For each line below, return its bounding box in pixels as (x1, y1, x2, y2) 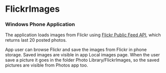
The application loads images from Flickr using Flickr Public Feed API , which (5, 32, 161, 38)
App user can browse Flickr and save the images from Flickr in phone (5, 47, 147, 52)
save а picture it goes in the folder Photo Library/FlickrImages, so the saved (5, 57, 160, 63)
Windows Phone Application (5, 21, 75, 28)
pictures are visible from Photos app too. (5, 62, 88, 68)
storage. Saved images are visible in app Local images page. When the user (5, 52, 160, 58)
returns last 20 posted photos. (5, 37, 67, 43)
